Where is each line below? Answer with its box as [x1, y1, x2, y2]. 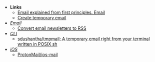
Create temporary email [17, 15, 66, 20]
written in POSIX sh [17, 41, 57, 47]
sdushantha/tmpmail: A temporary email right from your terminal [17, 36, 150, 42]
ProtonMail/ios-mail [17, 52, 58, 58]
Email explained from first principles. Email [17, 9, 105, 15]
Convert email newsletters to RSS [17, 25, 86, 31]
